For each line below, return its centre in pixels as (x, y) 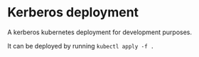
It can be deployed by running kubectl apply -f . (81, 46)
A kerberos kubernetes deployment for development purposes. (100, 32)
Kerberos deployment (73, 12)
